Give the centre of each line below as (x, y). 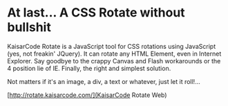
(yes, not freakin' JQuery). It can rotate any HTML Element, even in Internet (114, 54)
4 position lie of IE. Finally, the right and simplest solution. (89, 68)
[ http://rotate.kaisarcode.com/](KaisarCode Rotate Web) (87, 95)
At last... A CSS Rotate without (96, 13)
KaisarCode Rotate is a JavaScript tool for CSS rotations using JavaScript (112, 46)
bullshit (29, 27)
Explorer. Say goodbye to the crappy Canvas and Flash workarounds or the (114, 61)
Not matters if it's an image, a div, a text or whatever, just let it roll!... (104, 81)
